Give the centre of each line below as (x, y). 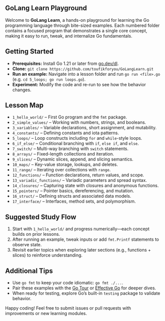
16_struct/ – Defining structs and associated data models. (72, 196)
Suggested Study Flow (41, 217)
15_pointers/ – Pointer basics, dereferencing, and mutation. (73, 191)
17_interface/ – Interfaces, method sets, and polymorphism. (74, 201)
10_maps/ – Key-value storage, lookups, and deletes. (65, 164)
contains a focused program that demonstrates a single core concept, (76, 30)
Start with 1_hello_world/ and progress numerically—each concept (81, 229)
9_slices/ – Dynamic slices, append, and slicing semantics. (73, 159)
